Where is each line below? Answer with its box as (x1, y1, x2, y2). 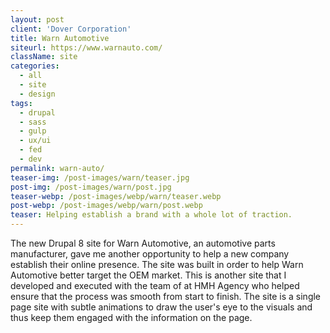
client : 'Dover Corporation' (10, 24, 132, 34)
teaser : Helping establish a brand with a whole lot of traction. (10, 210, 293, 220)
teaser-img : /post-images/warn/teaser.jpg (10, 172, 190, 183)
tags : (10, 98, 33, 108)
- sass (19, 117, 47, 127)
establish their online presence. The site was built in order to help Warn (10, 259, 304, 270)
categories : (10, 61, 60, 71)
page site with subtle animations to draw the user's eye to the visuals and (10, 301, 313, 313)
